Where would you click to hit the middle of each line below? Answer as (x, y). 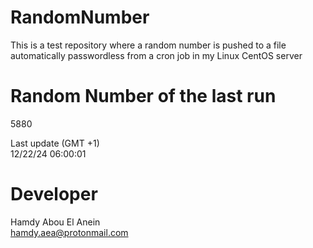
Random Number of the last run (143, 96)
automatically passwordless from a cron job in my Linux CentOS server (156, 55)
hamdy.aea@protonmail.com (69, 232)
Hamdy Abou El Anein (55, 222)
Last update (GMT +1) (55, 143)
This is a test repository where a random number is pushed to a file (148, 45)
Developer (54, 194)
